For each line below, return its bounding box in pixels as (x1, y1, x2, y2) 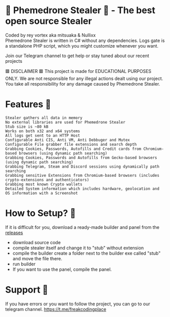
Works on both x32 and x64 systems (5, 129, 80, 134)
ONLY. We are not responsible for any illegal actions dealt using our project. (5, 75, 163, 82)
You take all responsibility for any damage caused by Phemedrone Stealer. (5, 81, 160, 87)
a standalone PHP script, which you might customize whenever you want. (5, 43, 158, 49)
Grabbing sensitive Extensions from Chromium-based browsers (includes (5, 173, 159, 178)
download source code (12, 239, 61, 245)
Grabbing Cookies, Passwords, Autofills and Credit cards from (5, 146, 142, 151)
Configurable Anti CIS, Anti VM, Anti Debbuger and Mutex (5, 137, 130, 142)
